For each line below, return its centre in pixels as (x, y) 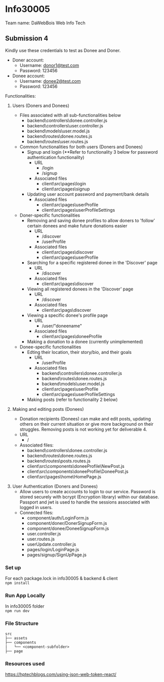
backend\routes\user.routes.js (58, 141)
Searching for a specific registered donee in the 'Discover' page (92, 262)
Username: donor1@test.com (49, 65)
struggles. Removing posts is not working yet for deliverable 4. (83, 429)
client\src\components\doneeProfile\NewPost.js (76, 466)
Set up (13, 568)
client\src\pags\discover (66, 310)
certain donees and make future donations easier (77, 226)
